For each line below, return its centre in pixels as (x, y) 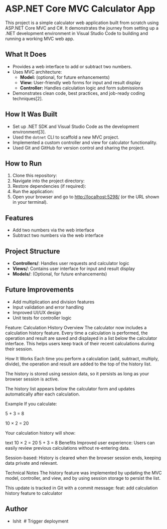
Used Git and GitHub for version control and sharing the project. (78, 148)
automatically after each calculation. (43, 394)
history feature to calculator (34, 493)
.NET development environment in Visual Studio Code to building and (76, 33)
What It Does (26, 54)
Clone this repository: (35, 176)
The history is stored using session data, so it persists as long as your (77, 373)
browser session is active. (32, 379)
